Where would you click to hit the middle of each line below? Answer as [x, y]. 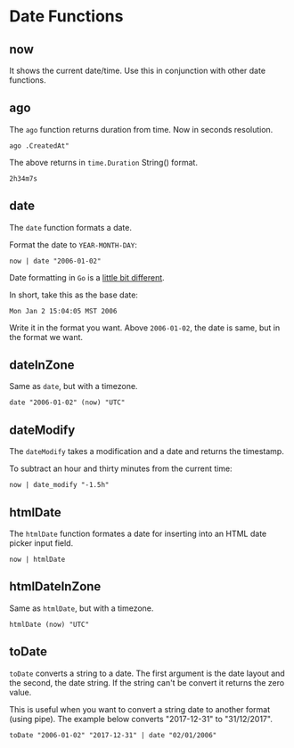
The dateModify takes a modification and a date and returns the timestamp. [147, 451]
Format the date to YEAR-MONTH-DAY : [73, 244]
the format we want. [46, 337]
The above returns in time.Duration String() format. [104, 162]
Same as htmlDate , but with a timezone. [82, 608]
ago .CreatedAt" [39, 146]
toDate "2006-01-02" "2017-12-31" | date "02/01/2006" [113, 735]
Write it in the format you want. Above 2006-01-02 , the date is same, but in [145, 328]
